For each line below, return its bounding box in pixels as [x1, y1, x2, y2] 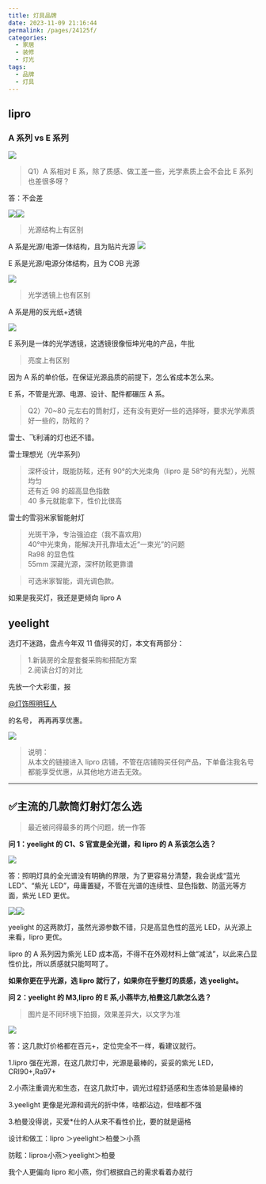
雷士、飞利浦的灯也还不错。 [8, 433, 99, 442]
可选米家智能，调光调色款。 [27, 576, 119, 586]
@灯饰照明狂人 [8, 699, 57, 708]
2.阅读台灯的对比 [27, 666, 83, 674]
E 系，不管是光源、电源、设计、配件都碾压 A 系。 [8, 389, 169, 399]
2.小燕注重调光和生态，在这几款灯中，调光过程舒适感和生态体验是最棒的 [8, 1083, 244, 1092]
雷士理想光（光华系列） [8, 450, 85, 459]
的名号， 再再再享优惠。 [8, 715, 87, 725]
